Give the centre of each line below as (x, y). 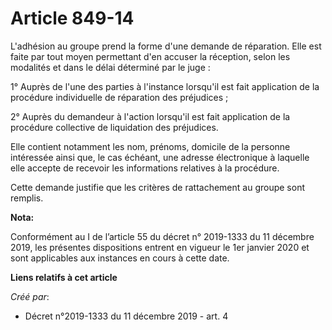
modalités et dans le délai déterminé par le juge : (110, 67)
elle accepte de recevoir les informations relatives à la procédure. (145, 168)
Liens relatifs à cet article (64, 277)
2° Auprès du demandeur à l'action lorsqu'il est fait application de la (150, 116)
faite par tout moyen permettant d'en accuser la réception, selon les (150, 56)
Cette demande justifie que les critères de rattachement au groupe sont (158, 187)
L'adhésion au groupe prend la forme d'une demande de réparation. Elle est (166, 46)
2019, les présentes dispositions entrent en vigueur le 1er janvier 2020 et (160, 247)
